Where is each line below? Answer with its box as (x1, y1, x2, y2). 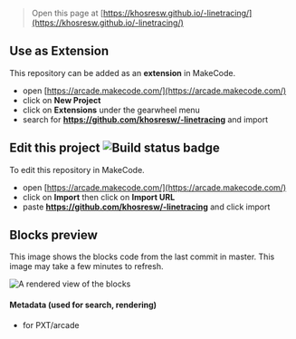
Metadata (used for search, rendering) (9, 299, 157, 311)
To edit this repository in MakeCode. (9, 164, 145, 175)
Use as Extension (9, 44, 110, 59)
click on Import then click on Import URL (22, 191, 176, 202)
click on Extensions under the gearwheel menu (22, 104, 201, 115)
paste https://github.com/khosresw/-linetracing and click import (22, 201, 271, 212)
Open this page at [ (31, 8, 104, 18)
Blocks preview (9, 228, 98, 243)
